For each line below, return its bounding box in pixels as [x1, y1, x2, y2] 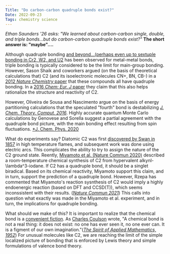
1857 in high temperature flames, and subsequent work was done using [5, 141, 154, 147]
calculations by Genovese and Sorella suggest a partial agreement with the [5, 115, 161, 121]
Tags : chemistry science [5, 17, 58, 22]
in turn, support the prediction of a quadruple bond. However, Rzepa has [5, 174, 157, 180]
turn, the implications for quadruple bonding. [5, 201, 99, 207]
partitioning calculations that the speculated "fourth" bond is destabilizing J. [5, 105, 164, 111]
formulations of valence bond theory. [5, 243, 82, 249]
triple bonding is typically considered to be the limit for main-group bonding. [5, 62, 164, 69]
